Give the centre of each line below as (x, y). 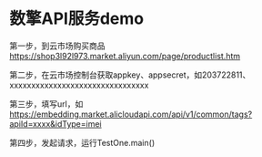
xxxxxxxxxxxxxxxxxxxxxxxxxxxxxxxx (79, 85)
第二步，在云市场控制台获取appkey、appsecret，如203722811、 (130, 75)
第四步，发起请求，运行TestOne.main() (82, 142)
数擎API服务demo (76, 19)
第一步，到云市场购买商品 (57, 46)
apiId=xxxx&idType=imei (55, 123)
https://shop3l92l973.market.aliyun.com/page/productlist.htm (125, 56)
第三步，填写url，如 (46, 104)
